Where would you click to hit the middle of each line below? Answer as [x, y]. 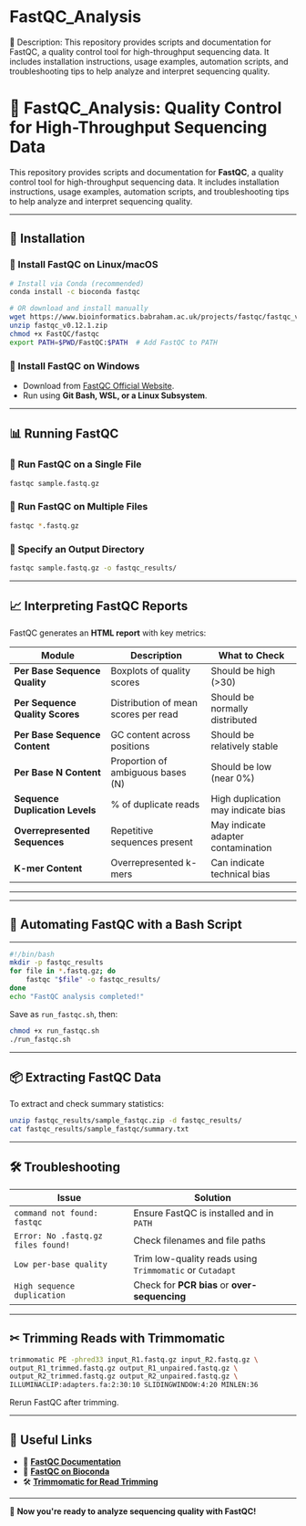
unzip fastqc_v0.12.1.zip [58, 326]
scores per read [145, 714]
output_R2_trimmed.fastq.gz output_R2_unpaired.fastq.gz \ [124, 1376]
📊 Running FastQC [64, 434]
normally [229, 708]
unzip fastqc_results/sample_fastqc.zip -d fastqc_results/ [126, 1121]
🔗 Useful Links [51, 1440]
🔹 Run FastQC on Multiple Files [79, 507]
